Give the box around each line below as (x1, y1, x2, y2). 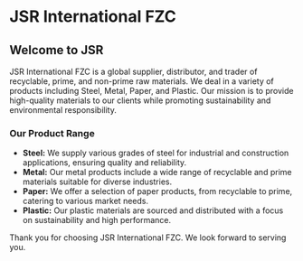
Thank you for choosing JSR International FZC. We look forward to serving (9, 232, 287, 243)
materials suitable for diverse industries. (22, 176, 173, 187)
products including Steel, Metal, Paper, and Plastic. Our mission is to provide (9, 86, 294, 96)
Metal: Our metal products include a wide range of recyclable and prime (22, 167, 292, 178)
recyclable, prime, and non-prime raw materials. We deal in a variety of (9, 76, 274, 87)
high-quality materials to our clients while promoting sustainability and (9, 95, 271, 106)
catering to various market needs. (22, 196, 149, 207)
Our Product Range (9, 126, 95, 139)
